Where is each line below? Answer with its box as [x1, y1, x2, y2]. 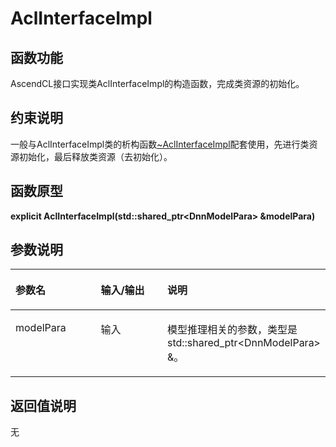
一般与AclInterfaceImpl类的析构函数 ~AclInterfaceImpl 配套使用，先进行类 [10, 138, 310, 150]
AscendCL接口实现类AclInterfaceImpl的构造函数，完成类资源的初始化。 [10, 78, 305, 89]
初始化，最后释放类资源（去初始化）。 [18, 150, 173, 162]
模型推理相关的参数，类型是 [166, 323, 298, 337]
